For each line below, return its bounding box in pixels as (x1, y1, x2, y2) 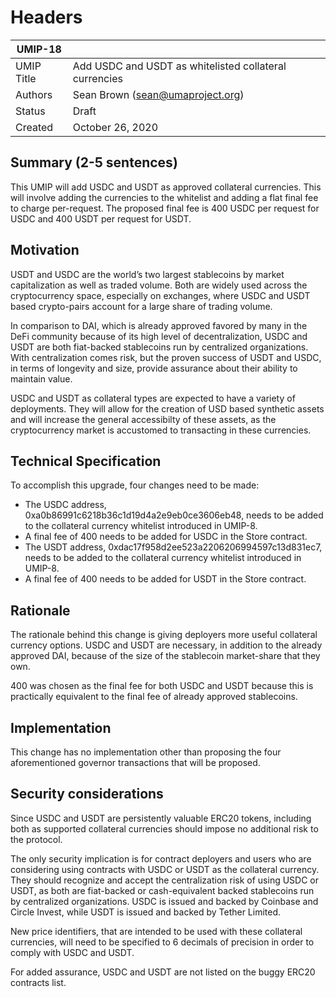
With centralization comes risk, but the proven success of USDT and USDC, (10, 351, 322, 363)
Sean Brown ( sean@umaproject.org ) (72, 87, 245, 101)
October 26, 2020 (72, 120, 159, 134)
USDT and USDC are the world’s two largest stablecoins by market (10, 268, 285, 280)
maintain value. (10, 372, 73, 385)
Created (15, 120, 54, 134)
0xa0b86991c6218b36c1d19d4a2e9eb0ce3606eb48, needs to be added (24, 509, 324, 521)
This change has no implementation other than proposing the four (10, 746, 282, 758)
